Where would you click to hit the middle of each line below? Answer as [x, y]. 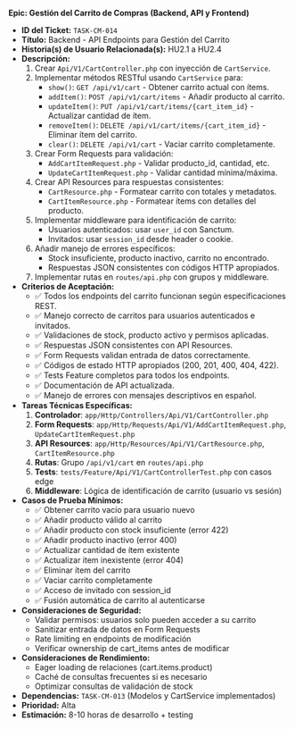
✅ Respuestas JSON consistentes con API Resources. [134, 345]
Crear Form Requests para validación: [104, 154]
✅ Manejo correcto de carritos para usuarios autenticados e [145, 315]
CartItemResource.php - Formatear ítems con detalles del [152, 201]
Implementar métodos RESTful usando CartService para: [139, 78]
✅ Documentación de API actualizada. [104, 385]
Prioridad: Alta [49, 705]
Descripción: [45, 59]
